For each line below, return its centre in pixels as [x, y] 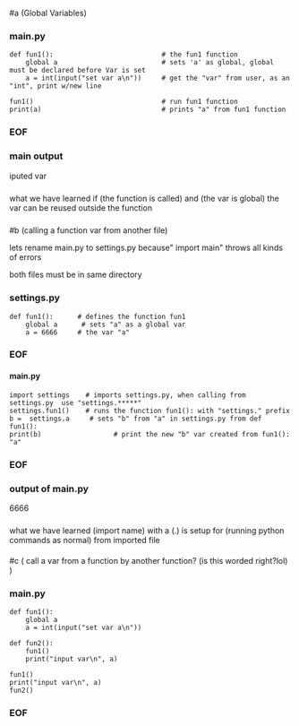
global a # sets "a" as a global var [106, 324]
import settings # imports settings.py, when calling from [128, 395]
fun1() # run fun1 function [124, 102]
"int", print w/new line [56, 86]
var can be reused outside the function [81, 207]
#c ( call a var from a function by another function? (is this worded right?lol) [149, 560]
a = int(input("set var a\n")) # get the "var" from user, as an [158, 78]
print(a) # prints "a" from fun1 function [148, 110]
